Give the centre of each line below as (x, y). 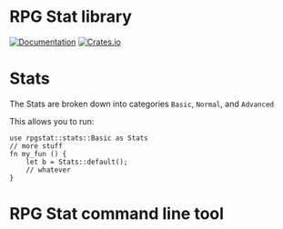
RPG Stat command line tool (117, 214)
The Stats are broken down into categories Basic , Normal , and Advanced (142, 104)
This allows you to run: (52, 121)
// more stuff (36, 146)
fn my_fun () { (38, 154)
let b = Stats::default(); (77, 162)
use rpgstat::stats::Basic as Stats (79, 138)
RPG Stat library (71, 17)
